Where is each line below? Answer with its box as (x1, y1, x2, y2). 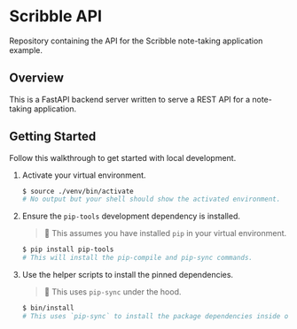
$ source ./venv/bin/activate (21, 187, 135, 195)
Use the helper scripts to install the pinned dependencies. (21, 270, 233, 280)
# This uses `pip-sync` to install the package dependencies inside (21, 311, 281, 320)
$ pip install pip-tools (21, 245, 114, 254)
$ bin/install (21, 303, 74, 313)
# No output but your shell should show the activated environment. (21, 195, 281, 204)
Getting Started (9, 129, 97, 144)
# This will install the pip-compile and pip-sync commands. (21, 254, 254, 263)
